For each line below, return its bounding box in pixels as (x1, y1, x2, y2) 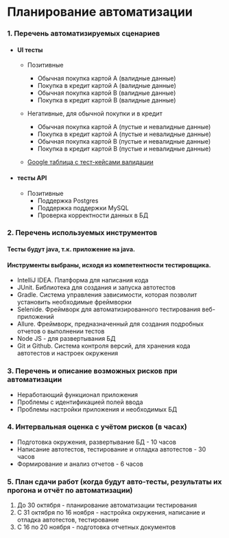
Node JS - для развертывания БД (16, 335, 116, 343)
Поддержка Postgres (37, 197, 99, 205)
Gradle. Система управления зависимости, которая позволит (16, 291, 197, 299)
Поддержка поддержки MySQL (37, 203, 129, 212)
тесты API (16, 173, 47, 182)
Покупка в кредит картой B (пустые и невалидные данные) (37, 145, 211, 153)
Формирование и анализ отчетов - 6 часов (16, 460, 144, 468)
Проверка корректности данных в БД (37, 211, 149, 219)
